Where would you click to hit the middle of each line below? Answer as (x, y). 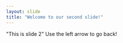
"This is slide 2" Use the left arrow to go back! (61, 34)
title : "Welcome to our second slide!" (55, 17)
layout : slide (23, 11)
